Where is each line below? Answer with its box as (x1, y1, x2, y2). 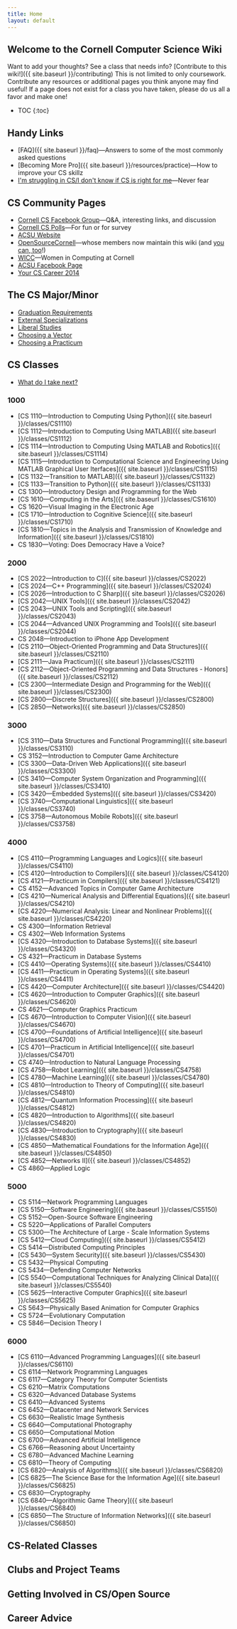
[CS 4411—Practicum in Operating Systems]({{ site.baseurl (17, 967, 189, 976)
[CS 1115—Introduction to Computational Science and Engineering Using (17, 457, 229, 465)
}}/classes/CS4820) (17, 1118, 77, 1127)
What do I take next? (17, 378, 78, 386)
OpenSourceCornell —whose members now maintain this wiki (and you (17, 238, 225, 246)
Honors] (204, 665, 228, 673)
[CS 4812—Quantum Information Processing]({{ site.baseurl (17, 1095, 193, 1104)
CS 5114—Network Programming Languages (17, 1198, 148, 1206)
